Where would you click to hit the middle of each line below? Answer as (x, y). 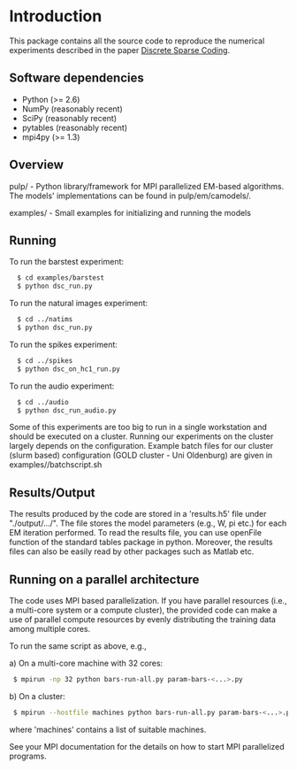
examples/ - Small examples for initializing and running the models (130, 212)
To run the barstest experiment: (67, 262)
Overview (37, 165)
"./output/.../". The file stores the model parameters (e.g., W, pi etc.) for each (148, 523)
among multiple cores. (50, 629)
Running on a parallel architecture (104, 579)
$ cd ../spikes (45, 360)
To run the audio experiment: (62, 386)
